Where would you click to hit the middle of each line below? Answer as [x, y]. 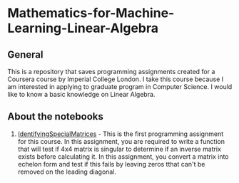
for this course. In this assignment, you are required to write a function [121, 141]
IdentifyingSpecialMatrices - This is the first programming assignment [120, 134]
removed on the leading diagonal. [67, 172]
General [26, 54]
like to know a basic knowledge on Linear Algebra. [81, 94]
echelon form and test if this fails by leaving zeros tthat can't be [111, 164]
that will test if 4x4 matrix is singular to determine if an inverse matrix [119, 149]
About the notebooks [55, 116]
